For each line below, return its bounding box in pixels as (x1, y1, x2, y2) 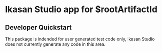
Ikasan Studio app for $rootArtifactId (5, 4, 158, 15)
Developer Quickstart (5, 23, 72, 32)
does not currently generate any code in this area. (5, 41, 106, 47)
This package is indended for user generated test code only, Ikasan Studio (5, 36, 155, 42)
